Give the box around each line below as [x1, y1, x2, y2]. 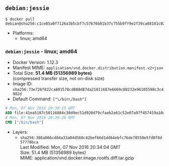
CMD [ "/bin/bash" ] [5, 120, 44, 125]
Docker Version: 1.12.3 [12, 60, 58, 66]
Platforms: [12, 30, 34, 36]
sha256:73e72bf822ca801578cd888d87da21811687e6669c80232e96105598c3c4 [12, 87, 164, 92]
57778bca [20, 139, 39, 145]
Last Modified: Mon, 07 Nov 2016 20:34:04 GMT [20, 144, 121, 150]
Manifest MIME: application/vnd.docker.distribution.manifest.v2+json [12, 65, 163, 71]
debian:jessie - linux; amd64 [5, 48, 77, 55]
